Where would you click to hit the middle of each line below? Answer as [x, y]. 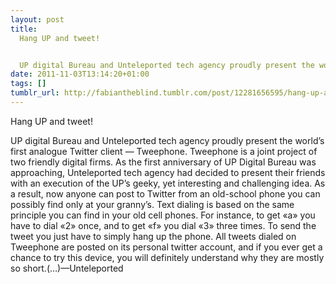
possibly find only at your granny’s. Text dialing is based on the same [152, 204]
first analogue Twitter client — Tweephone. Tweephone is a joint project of [164, 151]
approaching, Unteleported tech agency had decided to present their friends [168, 172]
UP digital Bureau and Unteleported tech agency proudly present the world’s [167, 140]
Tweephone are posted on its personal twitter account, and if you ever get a [166, 247]
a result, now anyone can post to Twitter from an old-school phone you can [165, 193]
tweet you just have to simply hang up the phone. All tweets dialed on [153, 236]
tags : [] [28, 84]
